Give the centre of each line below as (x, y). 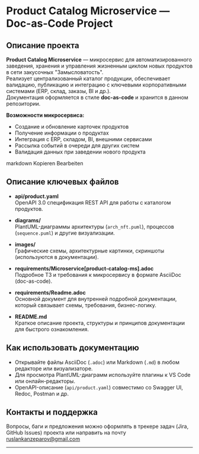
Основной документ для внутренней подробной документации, (96, 299)
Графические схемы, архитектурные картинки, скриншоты (89, 251)
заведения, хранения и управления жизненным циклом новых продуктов (99, 66)
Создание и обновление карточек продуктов (72, 127)
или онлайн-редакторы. (45, 381)
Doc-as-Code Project (60, 23)
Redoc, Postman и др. (42, 394)
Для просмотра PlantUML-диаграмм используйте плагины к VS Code (102, 375)
